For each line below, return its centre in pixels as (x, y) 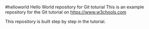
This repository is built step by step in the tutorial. (56, 22)
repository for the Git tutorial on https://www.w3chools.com (66, 12)
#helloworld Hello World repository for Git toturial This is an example (74, 7)
